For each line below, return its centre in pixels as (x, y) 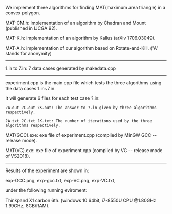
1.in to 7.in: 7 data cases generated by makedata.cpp (61, 68)
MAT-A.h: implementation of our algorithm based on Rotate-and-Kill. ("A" (82, 48)
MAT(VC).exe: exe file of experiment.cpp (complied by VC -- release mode (84, 150)
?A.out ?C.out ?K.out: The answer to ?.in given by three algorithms (81, 108)
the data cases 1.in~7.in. (30, 88)
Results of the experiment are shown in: (47, 170)
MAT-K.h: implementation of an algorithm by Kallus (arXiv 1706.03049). (80, 38)
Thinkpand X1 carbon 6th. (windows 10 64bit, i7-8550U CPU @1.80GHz (81, 200)
